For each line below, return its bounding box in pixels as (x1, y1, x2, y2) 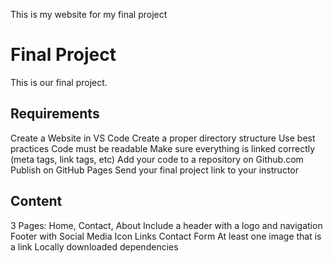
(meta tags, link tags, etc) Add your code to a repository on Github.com (10, 153, 304, 165)
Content (10, 193, 63, 210)
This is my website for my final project (10, 9, 168, 20)
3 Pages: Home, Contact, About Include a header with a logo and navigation (10, 219, 323, 231)
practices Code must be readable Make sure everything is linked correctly (10, 142, 316, 154)
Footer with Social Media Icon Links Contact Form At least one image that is (10, 230, 322, 242)
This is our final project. (10, 76, 108, 88)
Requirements (10, 105, 100, 123)
